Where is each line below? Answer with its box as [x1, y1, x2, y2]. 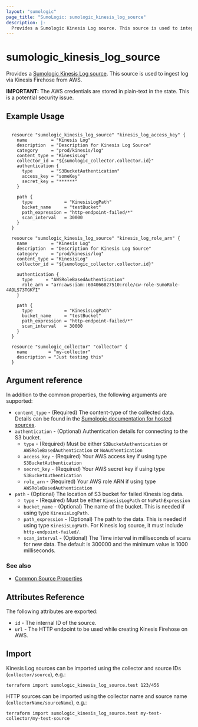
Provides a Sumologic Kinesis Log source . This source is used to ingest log [6, 70, 189, 77]
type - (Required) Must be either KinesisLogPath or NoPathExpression [23, 497, 190, 504]
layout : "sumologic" [6, 8, 57, 15]
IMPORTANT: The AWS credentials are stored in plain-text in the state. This [6, 88, 190, 95]
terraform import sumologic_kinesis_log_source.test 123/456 [6, 682, 160, 688]
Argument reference [6, 376, 82, 386]
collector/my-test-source [6, 715, 70, 721]
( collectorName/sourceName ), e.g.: [6, 699, 87, 706]
